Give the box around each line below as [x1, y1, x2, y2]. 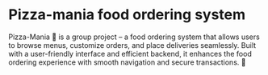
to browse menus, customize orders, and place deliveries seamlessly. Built [8, 40, 257, 49]
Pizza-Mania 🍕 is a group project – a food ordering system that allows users [8, 32, 260, 41]
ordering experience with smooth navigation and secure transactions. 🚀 [8, 57, 246, 67]
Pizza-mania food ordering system [8, 6, 246, 24]
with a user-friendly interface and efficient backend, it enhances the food [8, 49, 252, 58]
